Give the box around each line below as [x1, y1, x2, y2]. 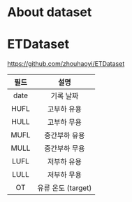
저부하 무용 [47, 170, 82, 180]
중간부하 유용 [44, 130, 85, 140]
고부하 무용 [47, 117, 82, 127]
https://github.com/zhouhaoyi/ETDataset [7, 60, 125, 68]
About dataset [7, 4, 92, 20]
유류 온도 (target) [37, 183, 92, 193]
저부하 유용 [47, 157, 82, 167]
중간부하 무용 [44, 144, 85, 154]
